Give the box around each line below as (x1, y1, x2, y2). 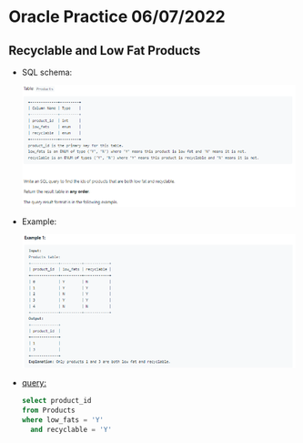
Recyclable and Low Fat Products (8, 43, 201, 58)
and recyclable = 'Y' (30, 425, 113, 434)
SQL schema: (21, 67, 73, 77)
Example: (21, 216, 57, 227)
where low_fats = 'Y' (21, 415, 105, 425)
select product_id (21, 397, 92, 406)
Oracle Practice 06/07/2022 (8, 6, 226, 27)
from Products (21, 406, 76, 416)
